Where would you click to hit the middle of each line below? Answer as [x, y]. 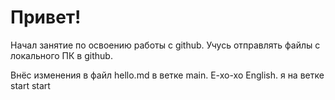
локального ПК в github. [61, 55]
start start [30, 85]
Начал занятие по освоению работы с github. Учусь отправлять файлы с [165, 45]
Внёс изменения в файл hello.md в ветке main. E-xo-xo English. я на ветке [167, 75]
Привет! [46, 17]
